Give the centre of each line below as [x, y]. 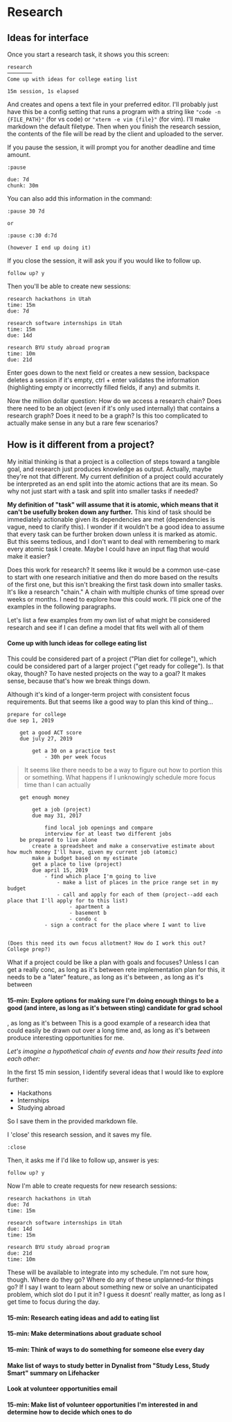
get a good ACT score [51, 733]
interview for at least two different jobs [108, 834]
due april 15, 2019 [60, 870]
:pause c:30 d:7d [32, 235]
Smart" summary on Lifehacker [53, 1373]
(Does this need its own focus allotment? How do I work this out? [107, 943]
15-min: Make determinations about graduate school [84, 1334]
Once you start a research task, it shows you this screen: [88, 54]
